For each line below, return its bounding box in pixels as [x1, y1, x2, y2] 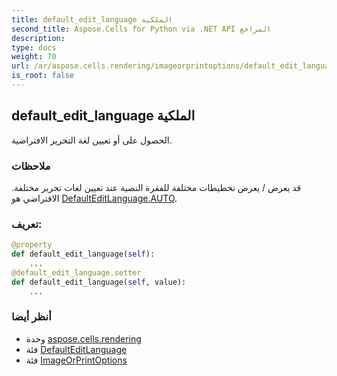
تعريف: [11, 217, 43, 231]
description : [11, 33, 66, 43]
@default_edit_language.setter [11, 267, 142, 278]
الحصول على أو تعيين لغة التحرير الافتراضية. [11, 134, 173, 146]
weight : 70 [11, 52, 57, 62]
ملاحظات [11, 159, 51, 173]
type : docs [11, 42, 57, 53]
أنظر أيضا [11, 310, 52, 324]
